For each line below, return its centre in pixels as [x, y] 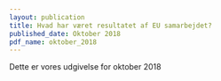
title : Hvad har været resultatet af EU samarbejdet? [111, 26]
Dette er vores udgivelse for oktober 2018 [85, 67]
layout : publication [47, 17]
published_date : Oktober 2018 [65, 33]
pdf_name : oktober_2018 [53, 42]
